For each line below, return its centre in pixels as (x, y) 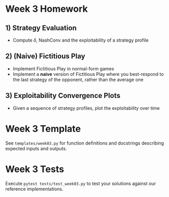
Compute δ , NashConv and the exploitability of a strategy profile (81, 40)
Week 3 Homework (47, 9)
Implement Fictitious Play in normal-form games (63, 68)
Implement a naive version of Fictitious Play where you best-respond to (88, 74)
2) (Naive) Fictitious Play (45, 56)
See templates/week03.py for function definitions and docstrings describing (85, 143)
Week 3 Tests (35, 169)
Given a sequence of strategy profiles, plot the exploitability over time (86, 108)
